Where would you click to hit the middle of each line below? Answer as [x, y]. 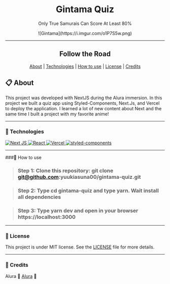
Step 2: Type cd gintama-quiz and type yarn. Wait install [88, 191]
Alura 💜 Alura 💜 [21, 276]
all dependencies [39, 197]
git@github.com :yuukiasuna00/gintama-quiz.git [79, 177]
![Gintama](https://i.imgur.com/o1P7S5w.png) [85, 33]
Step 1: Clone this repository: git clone [66, 170]
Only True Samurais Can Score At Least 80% [85, 23]
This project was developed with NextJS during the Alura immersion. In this [84, 98]
